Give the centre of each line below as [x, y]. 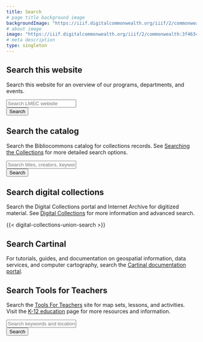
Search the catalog [43, 131]
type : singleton [27, 46]
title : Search [24, 12]
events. [15, 91]
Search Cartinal [36, 244]
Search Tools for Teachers [57, 290]
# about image [24, 29]
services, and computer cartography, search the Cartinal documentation [96, 265]
